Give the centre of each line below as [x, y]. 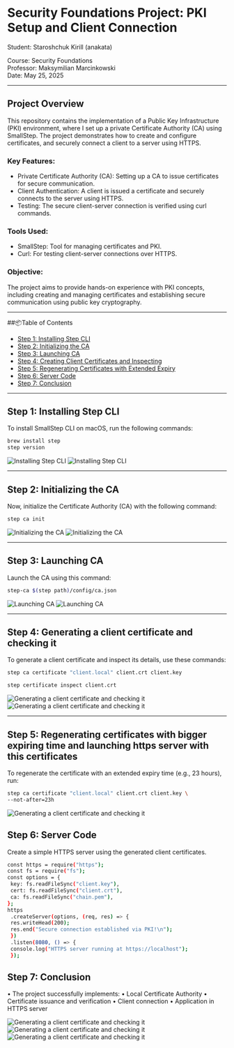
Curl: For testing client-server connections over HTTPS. [97, 254]
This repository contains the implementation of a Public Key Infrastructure [113, 121]
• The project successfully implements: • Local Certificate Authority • [107, 994]
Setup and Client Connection [92, 28]
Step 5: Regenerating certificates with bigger [107, 734]
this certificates [42, 756]
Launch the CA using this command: [59, 578]
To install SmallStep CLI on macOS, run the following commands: [100, 428]
